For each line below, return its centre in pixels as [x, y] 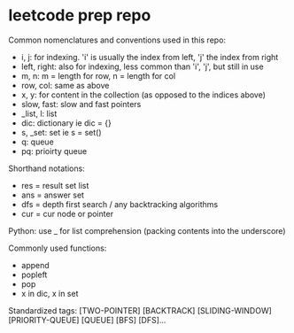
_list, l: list [39, 113]
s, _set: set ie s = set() [62, 132]
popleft [34, 275]
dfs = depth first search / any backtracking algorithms [120, 204]
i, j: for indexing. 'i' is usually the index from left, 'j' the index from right [150, 57]
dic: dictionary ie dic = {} [66, 123]
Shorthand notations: [46, 168]
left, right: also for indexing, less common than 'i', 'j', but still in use [142, 66]
